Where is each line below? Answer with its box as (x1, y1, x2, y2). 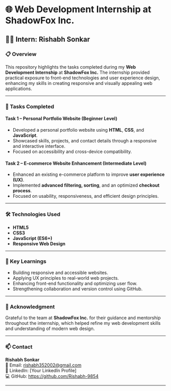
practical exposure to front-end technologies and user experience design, (5, 75, 160, 81)
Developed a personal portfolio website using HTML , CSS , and (12, 127, 144, 133)
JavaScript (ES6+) (12, 235, 52, 241)
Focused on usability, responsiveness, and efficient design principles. (12, 193, 159, 199)
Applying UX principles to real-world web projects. (12, 275, 119, 281)
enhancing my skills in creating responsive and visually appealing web (5, 80, 153, 86)
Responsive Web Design (12, 240, 66, 247)
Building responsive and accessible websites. (12, 269, 108, 276)
